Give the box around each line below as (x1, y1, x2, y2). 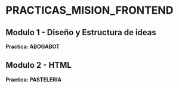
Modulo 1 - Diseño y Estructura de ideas (5, 27, 156, 37)
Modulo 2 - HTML (5, 60, 72, 70)
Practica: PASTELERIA (5, 76, 62, 83)
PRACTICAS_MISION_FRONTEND (5, 4, 174, 17)
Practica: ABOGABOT (5, 43, 60, 50)
